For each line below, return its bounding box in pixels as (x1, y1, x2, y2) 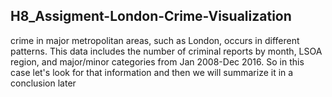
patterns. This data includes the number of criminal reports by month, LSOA (10, 45, 323, 57)
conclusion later (10, 77, 77, 89)
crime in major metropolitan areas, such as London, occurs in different (10, 34, 300, 46)
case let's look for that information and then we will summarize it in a (10, 66, 294, 78)
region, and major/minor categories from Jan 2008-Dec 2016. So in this (10, 55, 305, 68)
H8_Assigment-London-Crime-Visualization (10, 8, 292, 25)
